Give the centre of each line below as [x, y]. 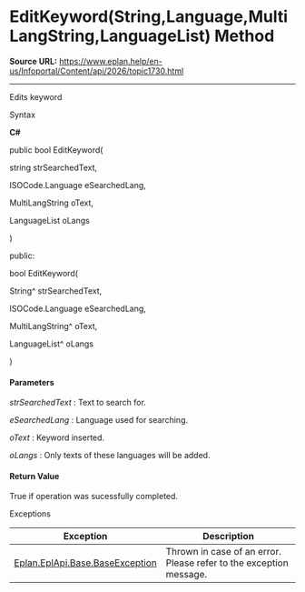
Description [228, 537]
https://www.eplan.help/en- [111, 61]
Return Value [34, 476]
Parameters [32, 382]
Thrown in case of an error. [223, 552]
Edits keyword [36, 96]
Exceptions [30, 514]
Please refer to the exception [227, 563]
